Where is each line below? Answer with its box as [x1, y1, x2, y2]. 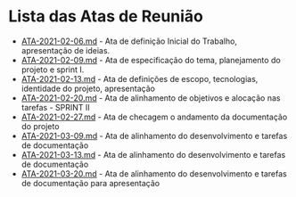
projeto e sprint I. [21, 64, 85, 75]
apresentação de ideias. [21, 45, 111, 55]
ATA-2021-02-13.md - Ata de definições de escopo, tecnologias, [21, 73, 259, 84]
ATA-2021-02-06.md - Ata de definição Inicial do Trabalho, [21, 36, 238, 46]
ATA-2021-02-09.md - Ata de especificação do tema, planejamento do [21, 54, 282, 65]
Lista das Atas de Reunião [8, 6, 204, 27]
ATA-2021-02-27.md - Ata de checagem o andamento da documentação [21, 111, 288, 122]
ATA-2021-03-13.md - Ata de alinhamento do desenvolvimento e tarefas [21, 149, 286, 160]
